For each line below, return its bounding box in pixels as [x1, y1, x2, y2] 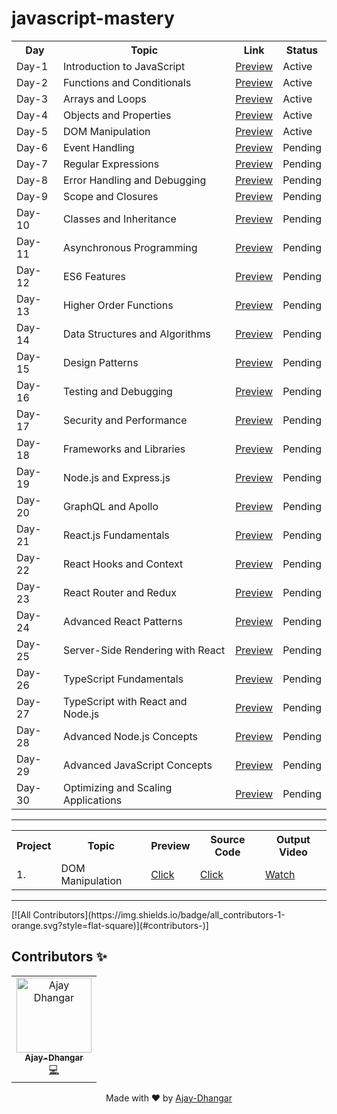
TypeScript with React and [62, 694, 188, 708]
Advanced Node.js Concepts [62, 729, 198, 743]
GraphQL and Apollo [62, 499, 159, 513]
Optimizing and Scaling [62, 780, 173, 794]
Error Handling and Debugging [62, 173, 207, 187]
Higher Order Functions [62, 298, 174, 312]
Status [285, 43, 319, 57]
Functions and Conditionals [62, 75, 192, 89]
